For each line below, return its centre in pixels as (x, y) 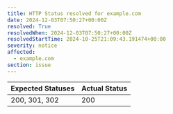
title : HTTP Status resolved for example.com (74, 13)
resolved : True (29, 26)
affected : (22, 53)
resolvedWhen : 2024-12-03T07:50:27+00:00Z (69, 33)
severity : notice (32, 46)
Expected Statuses (43, 88)
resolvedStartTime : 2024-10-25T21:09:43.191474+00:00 (87, 39)
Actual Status (104, 88)
